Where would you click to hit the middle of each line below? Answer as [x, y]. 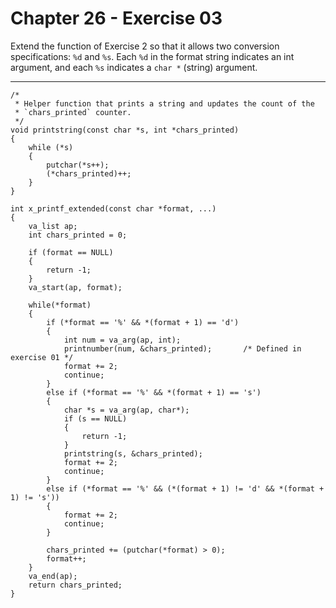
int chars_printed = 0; [78, 235]
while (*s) [51, 147]
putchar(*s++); [78, 165]
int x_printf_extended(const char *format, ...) [113, 208]
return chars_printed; [75, 585]
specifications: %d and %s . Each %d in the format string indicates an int [152, 56]
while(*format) [60, 305]
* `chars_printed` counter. [73, 112]
